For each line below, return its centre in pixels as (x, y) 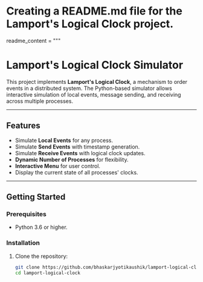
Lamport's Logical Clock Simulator (95, 65)
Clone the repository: (41, 256)
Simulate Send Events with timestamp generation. (77, 147)
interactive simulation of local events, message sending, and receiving (94, 94)
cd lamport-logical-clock (47, 273)
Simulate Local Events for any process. (64, 140)
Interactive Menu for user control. (58, 166)
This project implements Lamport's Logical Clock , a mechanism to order (97, 82)
